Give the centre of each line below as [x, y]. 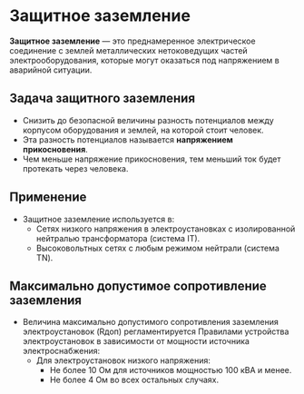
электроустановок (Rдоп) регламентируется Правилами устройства [156, 331]
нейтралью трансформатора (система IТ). [118, 238]
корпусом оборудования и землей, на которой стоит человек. [143, 130]
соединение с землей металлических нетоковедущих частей [128, 50]
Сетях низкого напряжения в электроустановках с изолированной [166, 229]
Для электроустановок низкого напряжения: [123, 360]
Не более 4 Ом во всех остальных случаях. [134, 380]
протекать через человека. [75, 168]
